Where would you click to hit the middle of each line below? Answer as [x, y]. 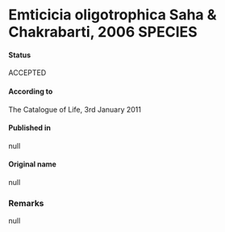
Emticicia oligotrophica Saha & [112, 15]
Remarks [26, 203]
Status [20, 55]
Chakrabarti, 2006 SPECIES [103, 32]
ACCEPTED [27, 73]
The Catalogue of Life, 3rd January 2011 [75, 109]
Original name [32, 164]
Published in [29, 128]
